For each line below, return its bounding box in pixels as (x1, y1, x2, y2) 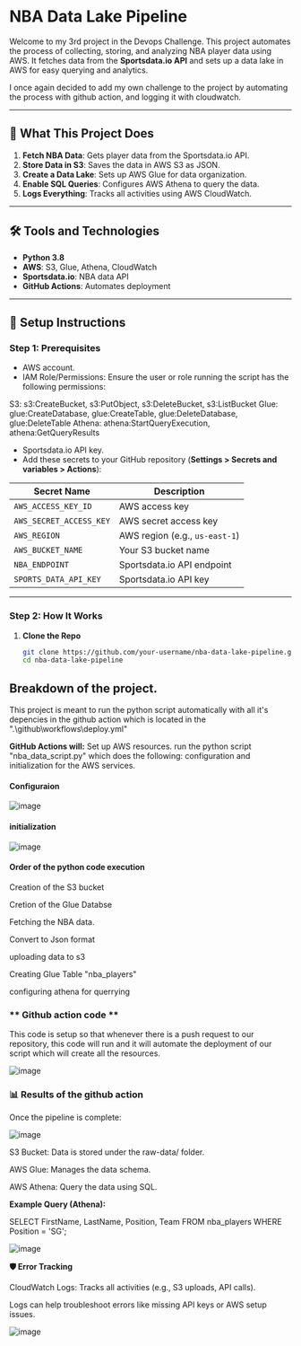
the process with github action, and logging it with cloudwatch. (9, 92, 242, 102)
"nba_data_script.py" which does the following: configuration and (9, 751, 251, 761)
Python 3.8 (21, 251, 65, 262)
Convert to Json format (9, 934, 96, 945)
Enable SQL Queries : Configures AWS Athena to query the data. (21, 178, 260, 189)
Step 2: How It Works (9, 610, 103, 622)
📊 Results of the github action (9, 1088, 143, 1101)
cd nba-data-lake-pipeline (21, 655, 124, 665)
